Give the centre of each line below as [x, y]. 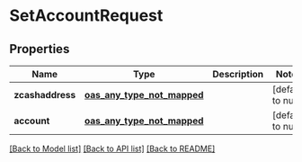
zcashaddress [45, 95]
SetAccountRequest [86, 16]
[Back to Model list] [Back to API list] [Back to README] [112, 148]
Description [238, 74]
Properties [40, 49]
